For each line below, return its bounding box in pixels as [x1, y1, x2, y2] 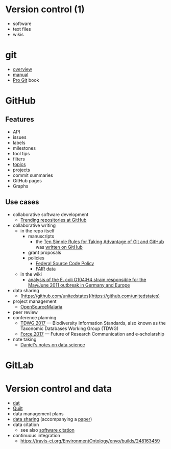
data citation [12, 421, 39, 428]
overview [12, 66, 32, 72]
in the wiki [20, 271, 42, 277]
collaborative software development [12, 211, 89, 218]
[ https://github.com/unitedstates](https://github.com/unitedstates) [20, 293, 160, 299]
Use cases [5, 198, 39, 206]
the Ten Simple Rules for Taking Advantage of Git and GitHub [35, 239, 164, 245]
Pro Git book [12, 77, 39, 83]
